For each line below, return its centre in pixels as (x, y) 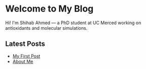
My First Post (26, 56)
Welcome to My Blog (50, 9)
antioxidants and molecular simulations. (46, 28)
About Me (23, 61)
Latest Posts (25, 44)
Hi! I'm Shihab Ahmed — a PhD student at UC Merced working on (73, 23)
